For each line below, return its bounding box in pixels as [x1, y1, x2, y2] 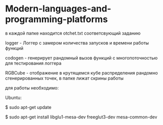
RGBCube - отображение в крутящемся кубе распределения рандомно [5, 69, 158, 75]
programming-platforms [5, 13, 108, 25]
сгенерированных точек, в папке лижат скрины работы [5, 75, 124, 81]
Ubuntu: [5, 94, 22, 100]
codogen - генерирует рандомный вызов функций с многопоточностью [5, 54, 158, 60]
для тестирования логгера [5, 60, 62, 66]
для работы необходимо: [5, 84, 59, 90]
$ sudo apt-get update [5, 104, 51, 110]
